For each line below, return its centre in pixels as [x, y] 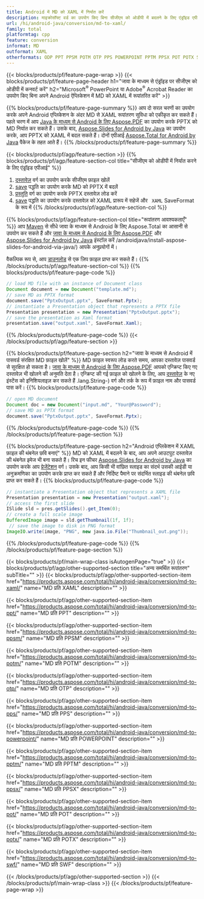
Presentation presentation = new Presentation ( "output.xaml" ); [88, 497]
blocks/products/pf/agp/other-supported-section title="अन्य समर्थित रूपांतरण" [98, 568]
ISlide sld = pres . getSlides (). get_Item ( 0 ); [63, 509]
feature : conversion [32, 40]
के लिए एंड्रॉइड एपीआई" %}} [34, 168]
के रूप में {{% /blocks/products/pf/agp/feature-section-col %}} [91, 207]
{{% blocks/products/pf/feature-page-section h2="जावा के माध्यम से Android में [100, 354]
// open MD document [32, 399]
